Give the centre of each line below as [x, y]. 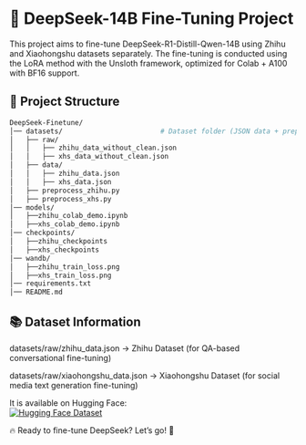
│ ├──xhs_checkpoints [55, 250]
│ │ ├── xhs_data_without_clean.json [89, 157]
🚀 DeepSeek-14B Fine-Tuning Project [152, 19]
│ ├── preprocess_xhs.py [61, 199]
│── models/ [32, 207]
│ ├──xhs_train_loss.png [61, 275]
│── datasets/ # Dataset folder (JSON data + [144, 131]
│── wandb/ [30, 258]
